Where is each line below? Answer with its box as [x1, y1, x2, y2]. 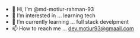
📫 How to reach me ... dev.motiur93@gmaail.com [11, 25, 135, 32]
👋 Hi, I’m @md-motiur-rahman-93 [11, 6, 94, 12]
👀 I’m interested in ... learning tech [11, 12, 96, 19]
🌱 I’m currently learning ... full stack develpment [11, 18, 129, 25]
